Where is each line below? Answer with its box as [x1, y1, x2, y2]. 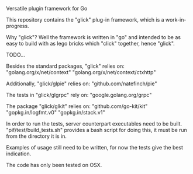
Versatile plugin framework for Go [6, 5, 88, 12]
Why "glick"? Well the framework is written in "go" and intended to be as [6, 34, 181, 40]
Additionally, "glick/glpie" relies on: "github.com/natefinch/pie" [6, 80, 157, 87]
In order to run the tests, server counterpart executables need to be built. [6, 120, 182, 127]
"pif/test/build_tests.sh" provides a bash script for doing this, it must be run [6, 127, 187, 133]
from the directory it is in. [6, 133, 67, 140]
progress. [6, 23, 29, 29]
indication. [6, 150, 32, 157]
